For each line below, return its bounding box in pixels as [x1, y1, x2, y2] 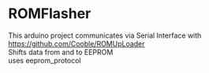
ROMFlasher [8, 5, 91, 23]
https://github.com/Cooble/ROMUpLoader [8, 38, 145, 48]
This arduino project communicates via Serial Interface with [8, 31, 202, 40]
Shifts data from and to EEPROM [8, 47, 114, 57]
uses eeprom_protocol [8, 56, 81, 65]
